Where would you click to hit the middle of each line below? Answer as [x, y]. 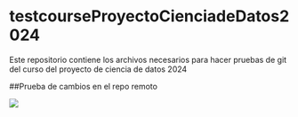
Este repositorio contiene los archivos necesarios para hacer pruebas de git [148, 59]
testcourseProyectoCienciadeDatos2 [149, 16]
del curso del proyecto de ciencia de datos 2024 [98, 69]
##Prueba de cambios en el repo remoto [84, 86]
